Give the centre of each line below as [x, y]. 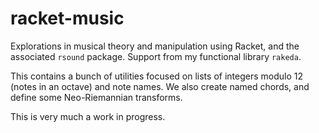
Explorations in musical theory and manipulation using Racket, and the [155, 46]
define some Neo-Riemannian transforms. [96, 97]
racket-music [67, 18]
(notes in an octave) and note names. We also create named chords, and [160, 86]
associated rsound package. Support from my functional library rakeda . [156, 56]
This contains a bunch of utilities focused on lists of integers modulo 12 [156, 76]
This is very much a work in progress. [88, 116]
